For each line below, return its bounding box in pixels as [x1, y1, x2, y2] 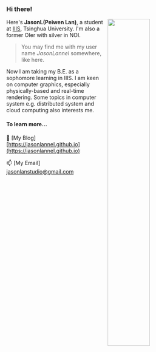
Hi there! [6, 5, 33, 13]
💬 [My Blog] [6, 134, 36, 141]
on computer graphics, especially [6, 81, 90, 88]
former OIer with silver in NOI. [6, 32, 81, 39]
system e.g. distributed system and [6, 100, 95, 107]
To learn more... [6, 120, 47, 127]
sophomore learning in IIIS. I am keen [6, 75, 99, 82]
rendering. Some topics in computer [6, 93, 97, 101]
